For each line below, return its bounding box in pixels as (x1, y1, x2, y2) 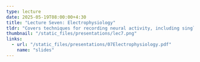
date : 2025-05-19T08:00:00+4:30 (6, 14, 86, 20)
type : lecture (6, 8, 42, 15)
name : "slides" (17, 47, 55, 53)
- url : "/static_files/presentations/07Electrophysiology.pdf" (11, 42, 171, 48)
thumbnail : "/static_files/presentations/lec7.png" (6, 31, 137, 37)
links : (6, 36, 23, 42)
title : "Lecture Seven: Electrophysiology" (6, 19, 116, 25)
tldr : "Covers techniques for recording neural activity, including (6, 25, 180, 31)
